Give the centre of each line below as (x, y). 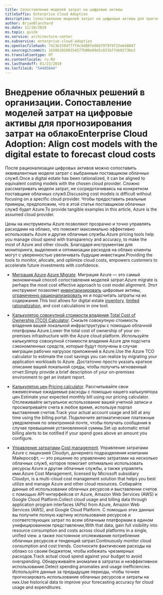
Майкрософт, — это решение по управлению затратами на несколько (85, 458)
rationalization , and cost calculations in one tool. (60, 306)
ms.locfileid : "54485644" (31, 69)
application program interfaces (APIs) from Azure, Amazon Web (76, 505)
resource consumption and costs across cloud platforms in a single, (80, 530)
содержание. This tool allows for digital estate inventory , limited (76, 300)
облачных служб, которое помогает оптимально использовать (77, 463)
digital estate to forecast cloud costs (81, 154)
